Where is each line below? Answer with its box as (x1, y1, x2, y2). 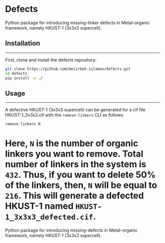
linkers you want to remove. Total (5, 149, 143, 159)
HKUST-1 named (5, 201, 74, 212)
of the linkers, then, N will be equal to (5, 180, 157, 191)
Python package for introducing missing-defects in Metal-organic (5, 227, 138, 233)
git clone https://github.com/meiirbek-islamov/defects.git (5, 66, 131, 71)
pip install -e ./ (5, 75, 43, 81)
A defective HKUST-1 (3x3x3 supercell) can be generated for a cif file (5, 107, 146, 113)
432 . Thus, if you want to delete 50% (5, 169, 156, 181)
